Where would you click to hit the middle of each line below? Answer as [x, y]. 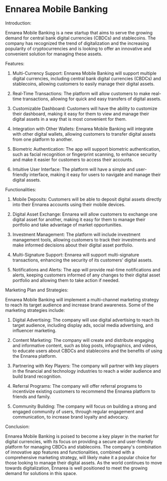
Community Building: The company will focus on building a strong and [84, 406]
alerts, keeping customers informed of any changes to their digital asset [86, 275]
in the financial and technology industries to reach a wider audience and [86, 371]
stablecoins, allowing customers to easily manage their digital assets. [83, 84]
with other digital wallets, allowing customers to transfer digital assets [84, 134]
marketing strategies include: [35, 310]
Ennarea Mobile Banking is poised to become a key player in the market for [82, 436]
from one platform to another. [43, 139]
